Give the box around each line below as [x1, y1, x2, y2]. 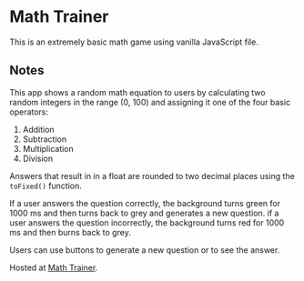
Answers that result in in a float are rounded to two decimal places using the [9, 170, 296, 181]
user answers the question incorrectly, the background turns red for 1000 [9, 216, 285, 228]
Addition [22, 124, 55, 135]
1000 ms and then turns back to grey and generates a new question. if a [9, 207, 279, 218]
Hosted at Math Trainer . [9, 262, 98, 273]
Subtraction [22, 134, 66, 145]
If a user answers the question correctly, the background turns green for [9, 197, 280, 208]
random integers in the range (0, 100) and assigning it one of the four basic [9, 96, 291, 107]
